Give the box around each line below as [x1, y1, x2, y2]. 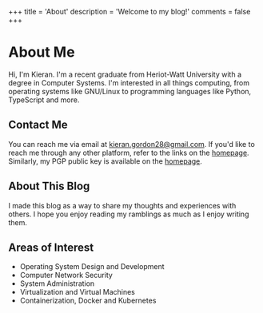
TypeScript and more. [8, 95, 80, 105]
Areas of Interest [8, 240, 94, 254]
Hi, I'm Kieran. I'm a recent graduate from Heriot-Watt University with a [8, 69, 242, 79]
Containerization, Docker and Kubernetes [19, 295, 157, 306]
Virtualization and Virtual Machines [19, 287, 136, 297]
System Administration [19, 279, 95, 288]
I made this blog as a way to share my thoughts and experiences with [8, 200, 237, 210]
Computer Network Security [19, 271, 114, 280]
